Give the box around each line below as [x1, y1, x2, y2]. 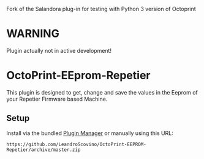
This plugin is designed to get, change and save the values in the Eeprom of [6, 88, 198, 96]
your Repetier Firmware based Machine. [6, 95, 108, 103]
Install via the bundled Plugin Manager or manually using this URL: [6, 129, 173, 137]
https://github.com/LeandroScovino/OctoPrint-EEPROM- [6, 141, 147, 147]
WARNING [6, 27, 59, 41]
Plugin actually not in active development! [6, 47, 112, 54]
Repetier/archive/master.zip [6, 147, 81, 153]
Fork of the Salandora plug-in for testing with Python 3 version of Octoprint [6, 6, 196, 12]
